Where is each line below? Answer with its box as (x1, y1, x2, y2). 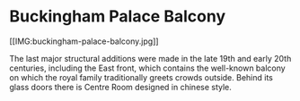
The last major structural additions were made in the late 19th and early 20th (9, 53, 292, 63)
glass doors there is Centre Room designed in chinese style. (9, 81, 232, 92)
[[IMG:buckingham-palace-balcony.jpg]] (9, 36, 159, 46)
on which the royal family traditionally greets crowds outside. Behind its (9, 72, 274, 82)
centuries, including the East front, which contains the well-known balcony (9, 63, 286, 73)
